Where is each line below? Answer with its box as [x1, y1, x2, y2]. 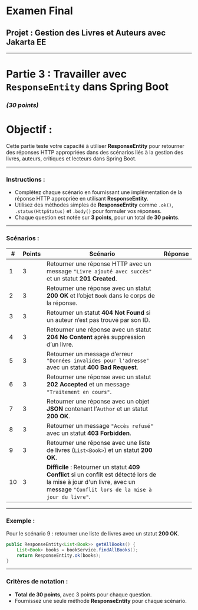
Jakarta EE [6, 37, 47, 47]
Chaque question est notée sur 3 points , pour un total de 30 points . [14, 214, 180, 221]
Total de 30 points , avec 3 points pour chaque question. [14, 590, 152, 598]
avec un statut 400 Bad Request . [46, 363, 138, 371]
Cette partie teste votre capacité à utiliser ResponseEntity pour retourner [6, 143, 184, 150]
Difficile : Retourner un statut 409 [46, 463, 140, 471]
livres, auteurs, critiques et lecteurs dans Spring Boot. [6, 155, 137, 162]
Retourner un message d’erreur [46, 350, 133, 358]
